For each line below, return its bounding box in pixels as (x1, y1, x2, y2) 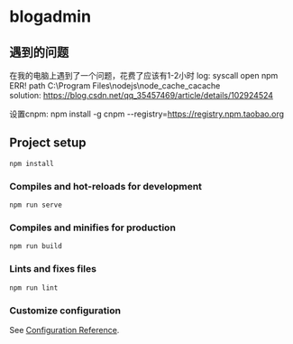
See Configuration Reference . (9, 325, 120, 335)
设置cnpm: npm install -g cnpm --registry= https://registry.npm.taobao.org (9, 108, 285, 119)
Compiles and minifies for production (9, 221, 176, 234)
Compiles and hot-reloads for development (9, 180, 203, 192)
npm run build (9, 242, 63, 251)
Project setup (9, 135, 87, 151)
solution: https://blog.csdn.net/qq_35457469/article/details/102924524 (9, 90, 273, 100)
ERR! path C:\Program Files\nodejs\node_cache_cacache (9, 80, 221, 91)
